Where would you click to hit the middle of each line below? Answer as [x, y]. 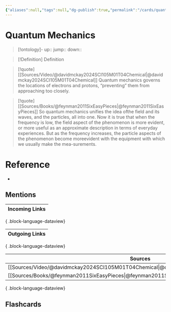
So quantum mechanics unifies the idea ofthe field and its [99, 111]
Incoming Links [27, 209]
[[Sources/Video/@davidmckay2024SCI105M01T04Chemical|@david [90, 74]
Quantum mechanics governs [129, 80]
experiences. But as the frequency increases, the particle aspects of [89, 133]
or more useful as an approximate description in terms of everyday [88, 127]
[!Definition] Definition [41, 59]
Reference [27, 164]
